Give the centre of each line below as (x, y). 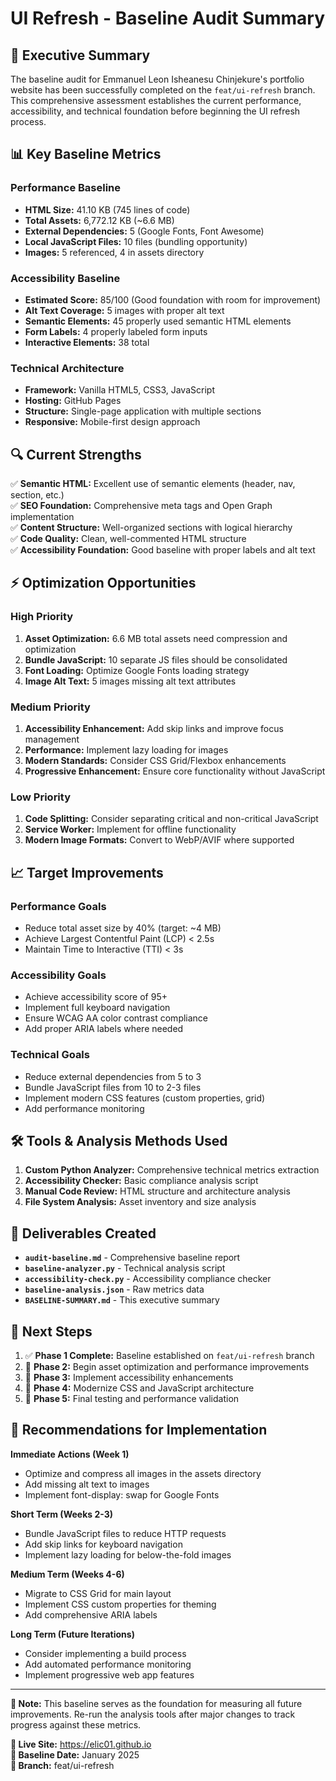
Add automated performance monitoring (108, 1664)
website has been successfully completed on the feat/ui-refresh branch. (163, 90)
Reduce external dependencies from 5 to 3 (113, 1076)
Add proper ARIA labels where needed (104, 1029)
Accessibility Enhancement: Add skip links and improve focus (154, 729)
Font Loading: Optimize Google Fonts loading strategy (137, 670)
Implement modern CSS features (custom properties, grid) (145, 1098)
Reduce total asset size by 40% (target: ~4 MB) (123, 928)
